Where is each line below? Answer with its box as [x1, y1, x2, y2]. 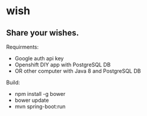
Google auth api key [14, 55, 64, 62]
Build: [6, 79, 20, 86]
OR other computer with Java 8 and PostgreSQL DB [14, 67, 141, 75]
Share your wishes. [6, 28, 79, 38]
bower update [14, 96, 49, 104]
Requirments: [6, 43, 39, 50]
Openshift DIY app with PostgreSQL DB [14, 61, 111, 68]
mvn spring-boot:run [14, 103, 66, 110]
